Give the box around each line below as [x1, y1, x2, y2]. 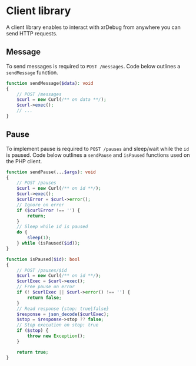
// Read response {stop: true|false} [16, 305, 109, 312]
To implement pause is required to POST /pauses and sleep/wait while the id [6, 145, 190, 152]
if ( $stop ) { [16, 328, 49, 334]
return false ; [27, 295, 62, 301]
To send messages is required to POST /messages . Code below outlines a [6, 62, 181, 70]
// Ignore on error [16, 202, 65, 207]
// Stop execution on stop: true [16, 322, 99, 328]
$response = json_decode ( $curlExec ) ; [16, 311, 109, 317]
